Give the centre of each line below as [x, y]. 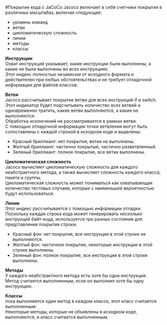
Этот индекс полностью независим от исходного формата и [69, 74]
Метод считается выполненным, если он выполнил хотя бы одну [74, 281]
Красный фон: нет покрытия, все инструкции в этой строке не [79, 234]
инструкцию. [19, 286]
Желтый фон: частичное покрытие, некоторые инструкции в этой [82, 245]
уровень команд [30, 22]
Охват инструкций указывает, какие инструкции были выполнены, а [78, 64]
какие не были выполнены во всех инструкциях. [57, 69]
